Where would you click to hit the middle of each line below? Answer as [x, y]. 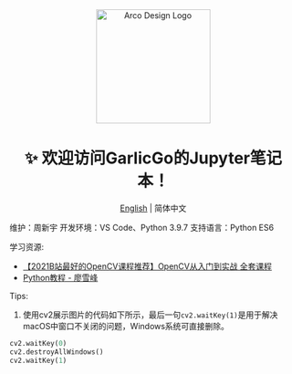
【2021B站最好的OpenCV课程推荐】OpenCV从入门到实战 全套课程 [147, 266]
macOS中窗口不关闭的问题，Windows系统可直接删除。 [126, 326]
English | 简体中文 [153, 208]
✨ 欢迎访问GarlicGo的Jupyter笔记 [153, 158]
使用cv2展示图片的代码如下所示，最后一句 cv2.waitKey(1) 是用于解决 [150, 315]
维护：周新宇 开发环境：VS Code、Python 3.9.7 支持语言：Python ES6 [142, 227]
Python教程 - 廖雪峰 [60, 277]
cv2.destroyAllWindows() [57, 352]
